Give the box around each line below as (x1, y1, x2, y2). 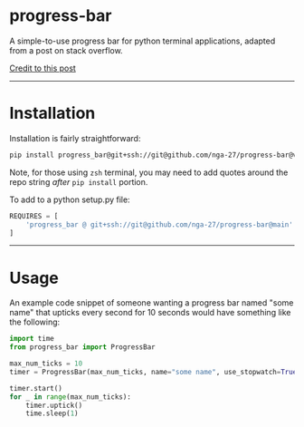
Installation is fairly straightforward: (9, 132, 141, 143)
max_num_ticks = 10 (9, 359, 83, 368)
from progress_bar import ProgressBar (9, 343, 156, 352)
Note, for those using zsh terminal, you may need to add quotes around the (9, 167, 289, 178)
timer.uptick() (25, 401, 83, 410)
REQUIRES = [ (9, 211, 59, 220)
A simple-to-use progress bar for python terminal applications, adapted (9, 35, 276, 46)
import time (9, 335, 54, 344)
